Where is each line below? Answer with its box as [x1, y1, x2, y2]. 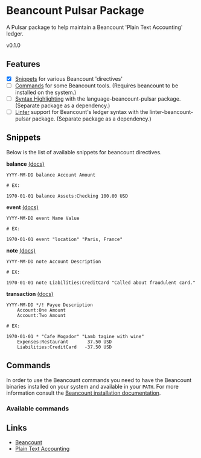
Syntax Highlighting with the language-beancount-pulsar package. [14, 95, 181, 102]
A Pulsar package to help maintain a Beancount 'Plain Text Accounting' [6, 24, 183, 31]
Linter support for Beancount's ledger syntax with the [14, 108, 148, 115]
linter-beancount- [149, 108, 194, 115]
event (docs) [6, 203, 39, 211]
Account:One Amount [17, 307, 66, 313]
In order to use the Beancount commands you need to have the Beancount [6, 376, 192, 383]
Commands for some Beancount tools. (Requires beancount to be [14, 82, 179, 89]
